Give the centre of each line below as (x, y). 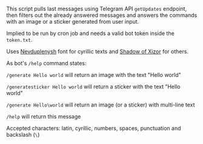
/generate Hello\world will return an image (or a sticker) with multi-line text (101, 105)
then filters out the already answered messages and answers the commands (102, 15)
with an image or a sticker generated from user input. (73, 21)
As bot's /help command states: (46, 63)
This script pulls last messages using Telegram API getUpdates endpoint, (97, 9)
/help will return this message (44, 116)
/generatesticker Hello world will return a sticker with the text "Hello (93, 87)
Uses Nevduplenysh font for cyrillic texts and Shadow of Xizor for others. (98, 51)
